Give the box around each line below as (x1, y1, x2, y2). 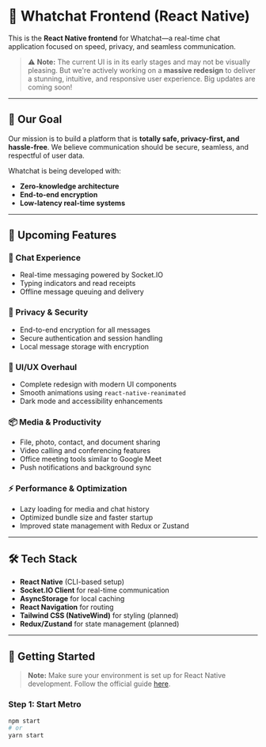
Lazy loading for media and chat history (19, 504, 150, 513)
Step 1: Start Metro (8, 699, 82, 710)
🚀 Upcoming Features (8, 229, 117, 242)
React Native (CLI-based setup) (19, 577, 125, 587)
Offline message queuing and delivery (19, 287, 144, 296)
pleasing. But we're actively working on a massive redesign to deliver (27, 65, 256, 74)
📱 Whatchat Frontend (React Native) (8, 7, 251, 25)
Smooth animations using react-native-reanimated (19, 388, 186, 398)
